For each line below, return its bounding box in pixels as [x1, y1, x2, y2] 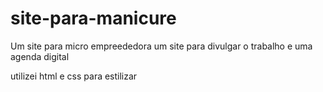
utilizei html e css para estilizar [10, 70, 138, 82]
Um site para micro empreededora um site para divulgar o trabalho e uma [10, 40, 313, 52]
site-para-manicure [10, 7, 177, 30]
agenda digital [10, 50, 70, 62]
